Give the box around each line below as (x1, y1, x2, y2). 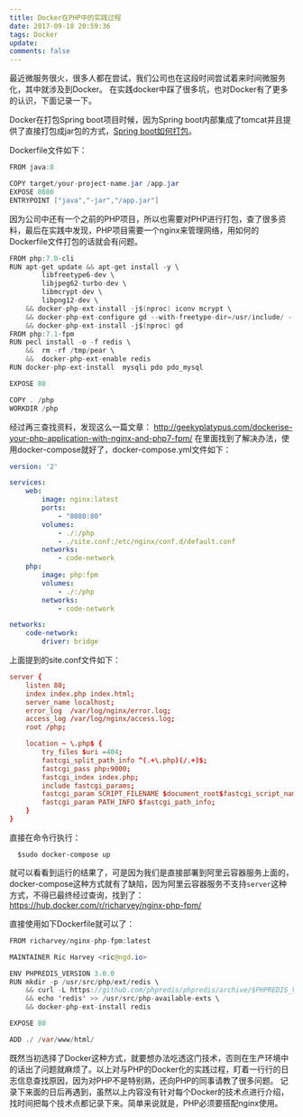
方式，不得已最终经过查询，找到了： (9, 890, 144, 900)
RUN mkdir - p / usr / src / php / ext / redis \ (9, 977, 160, 986)
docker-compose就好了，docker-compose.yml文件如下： (16, 444, 232, 455)
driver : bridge (41, 637, 99, 646)
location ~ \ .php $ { (25, 739, 103, 749)
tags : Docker (9, 30, 59, 39)
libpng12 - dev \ (41, 296, 99, 305)
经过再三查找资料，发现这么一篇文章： (9, 421, 151, 432)
